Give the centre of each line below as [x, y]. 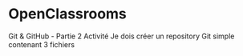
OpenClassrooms [67, 14]
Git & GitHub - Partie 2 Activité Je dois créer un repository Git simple [121, 36]
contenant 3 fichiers [41, 44]
